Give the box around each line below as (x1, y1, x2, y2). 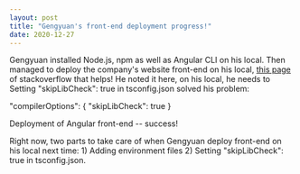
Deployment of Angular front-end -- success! (9, 118, 179, 129)
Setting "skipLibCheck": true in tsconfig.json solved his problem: (9, 83, 250, 95)
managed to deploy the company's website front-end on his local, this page (9, 64, 292, 75)
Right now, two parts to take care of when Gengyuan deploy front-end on (9, 136, 282, 147)
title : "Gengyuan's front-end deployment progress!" (9, 22, 212, 31)
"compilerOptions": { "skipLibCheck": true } (9, 101, 172, 112)
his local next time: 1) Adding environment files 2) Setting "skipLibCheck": (9, 145, 285, 156)
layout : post (9, 13, 59, 23)
